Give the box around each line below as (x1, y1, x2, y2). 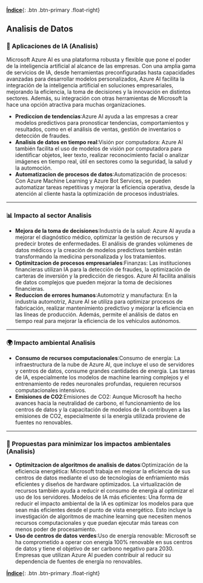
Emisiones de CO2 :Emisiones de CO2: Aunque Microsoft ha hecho (14, 393, 182, 401)
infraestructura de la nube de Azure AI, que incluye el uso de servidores (14, 361, 195, 368)
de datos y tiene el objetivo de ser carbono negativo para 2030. (14, 545, 174, 552)
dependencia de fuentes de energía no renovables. (14, 558, 143, 565)
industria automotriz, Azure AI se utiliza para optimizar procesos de (14, 298, 183, 305)
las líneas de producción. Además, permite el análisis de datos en (14, 310, 178, 318)
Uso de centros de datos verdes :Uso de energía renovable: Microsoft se (14, 531, 196, 539)
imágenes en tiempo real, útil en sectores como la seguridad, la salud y (14, 158, 192, 165)
